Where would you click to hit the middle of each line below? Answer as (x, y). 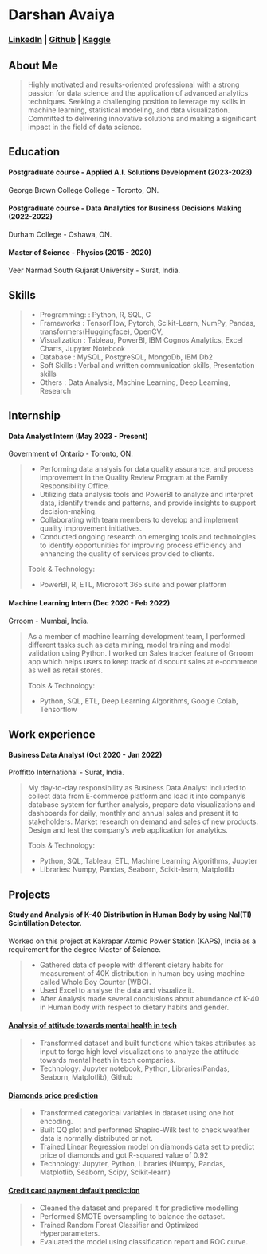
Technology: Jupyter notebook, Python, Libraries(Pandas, (134, 1068)
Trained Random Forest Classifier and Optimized (119, 1225)
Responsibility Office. (75, 486)
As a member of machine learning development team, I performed (136, 636)
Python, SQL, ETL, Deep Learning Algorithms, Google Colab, (139, 701)
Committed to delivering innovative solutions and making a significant (142, 118)
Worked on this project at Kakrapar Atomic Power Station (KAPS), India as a (132, 941)
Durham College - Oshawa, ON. (60, 234)
